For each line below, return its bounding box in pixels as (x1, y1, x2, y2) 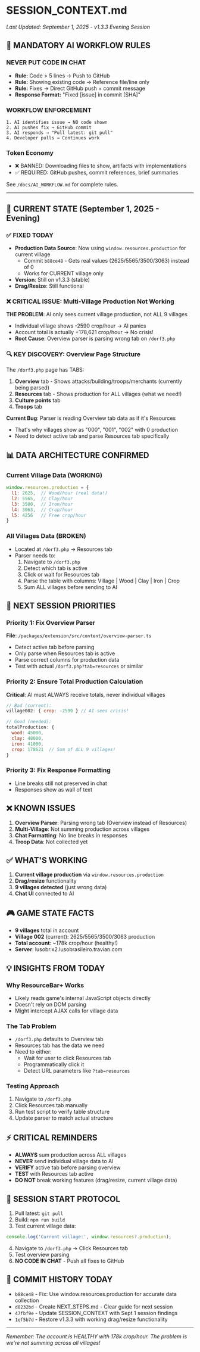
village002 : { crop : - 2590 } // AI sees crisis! (6, 708, 129, 714)
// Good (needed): (6, 719, 52, 725)
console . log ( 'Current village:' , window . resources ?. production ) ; (6, 1234, 171, 1240)
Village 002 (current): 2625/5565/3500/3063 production (14, 933, 155, 940)
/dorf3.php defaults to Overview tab (14, 1036, 104, 1043)
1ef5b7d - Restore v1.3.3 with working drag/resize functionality (14, 1316, 168, 1323)
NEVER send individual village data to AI (14, 1158, 114, 1165)
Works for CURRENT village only (23, 269, 104, 277)
